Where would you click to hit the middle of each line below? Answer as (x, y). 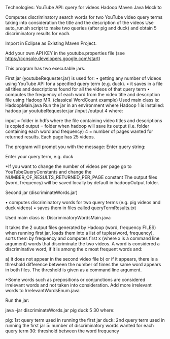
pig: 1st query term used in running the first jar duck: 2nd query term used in (85, 320)
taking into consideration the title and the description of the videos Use (79, 23)
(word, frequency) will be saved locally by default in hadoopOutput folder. (82, 182)
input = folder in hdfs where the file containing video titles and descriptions (84, 121)
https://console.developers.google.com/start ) (53, 59)
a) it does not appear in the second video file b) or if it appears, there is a (82, 259)
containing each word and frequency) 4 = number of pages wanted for (79, 131)
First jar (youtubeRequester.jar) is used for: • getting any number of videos (83, 78)
